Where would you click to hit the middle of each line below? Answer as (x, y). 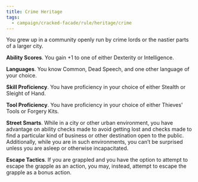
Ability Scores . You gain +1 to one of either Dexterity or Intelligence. (90, 58)
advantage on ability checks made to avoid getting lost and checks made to (99, 129)
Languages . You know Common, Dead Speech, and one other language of (98, 69)
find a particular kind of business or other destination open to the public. (95, 135)
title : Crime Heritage (34, 12)
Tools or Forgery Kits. (33, 112)
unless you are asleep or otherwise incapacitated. (67, 148)
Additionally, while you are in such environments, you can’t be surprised (95, 142)
